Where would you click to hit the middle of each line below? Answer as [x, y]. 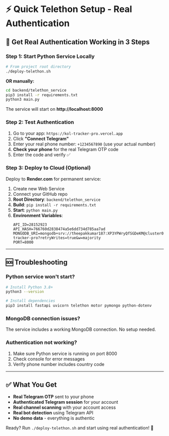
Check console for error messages [49, 359]
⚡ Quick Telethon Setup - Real [69, 9]
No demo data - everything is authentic [54, 418]
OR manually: [20, 81]
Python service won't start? [40, 277]
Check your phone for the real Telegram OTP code [66, 149]
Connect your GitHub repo [40, 194]
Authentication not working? [41, 342]
